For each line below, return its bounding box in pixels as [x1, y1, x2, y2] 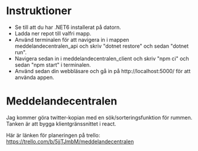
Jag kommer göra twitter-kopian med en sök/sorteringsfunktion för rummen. [6, 114, 193, 121]
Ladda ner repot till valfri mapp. [14, 29, 92, 37]
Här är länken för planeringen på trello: [6, 132, 100, 139]
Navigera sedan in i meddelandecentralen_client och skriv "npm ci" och [14, 55, 189, 62]
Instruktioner [6, 4, 72, 18]
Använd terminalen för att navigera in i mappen [14, 36, 129, 43]
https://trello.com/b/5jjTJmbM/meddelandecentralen [6, 137, 134, 145]
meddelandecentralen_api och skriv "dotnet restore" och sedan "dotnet [14, 42, 189, 50]
